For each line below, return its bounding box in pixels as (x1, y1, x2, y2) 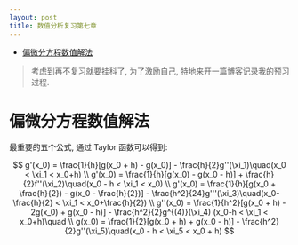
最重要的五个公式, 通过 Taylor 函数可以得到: (9, 142, 168, 153)
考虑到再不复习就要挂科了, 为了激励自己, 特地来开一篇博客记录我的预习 (30, 66, 290, 76)
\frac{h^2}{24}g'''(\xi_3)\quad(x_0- (151, 188, 280, 199)
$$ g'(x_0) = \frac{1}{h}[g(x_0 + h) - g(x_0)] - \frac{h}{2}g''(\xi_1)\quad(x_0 (12, 160, 286, 170)
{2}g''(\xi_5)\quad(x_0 (64, 225, 145, 236)
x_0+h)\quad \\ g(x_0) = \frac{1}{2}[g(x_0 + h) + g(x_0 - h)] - (19, 217, 240, 227)
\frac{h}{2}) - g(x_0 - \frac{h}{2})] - (19, 188, 150, 199)
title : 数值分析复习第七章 (9, 21, 98, 30)
